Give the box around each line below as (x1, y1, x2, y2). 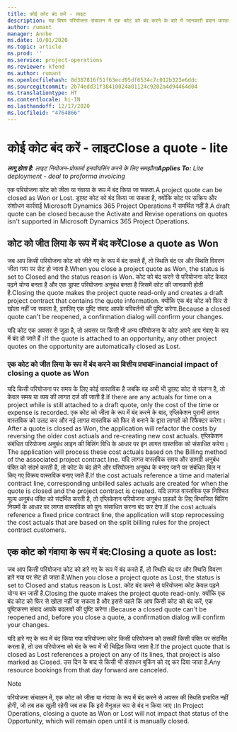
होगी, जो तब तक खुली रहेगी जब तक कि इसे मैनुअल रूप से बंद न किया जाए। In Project (7, 701, 204, 709)
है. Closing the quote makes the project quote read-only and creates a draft (7, 288, 224, 296)
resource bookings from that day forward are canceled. (7, 665, 169, 674)
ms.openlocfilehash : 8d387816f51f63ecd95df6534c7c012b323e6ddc (7, 76, 198, 84)
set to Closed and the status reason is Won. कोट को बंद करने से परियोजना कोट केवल (7, 272, 228, 281)
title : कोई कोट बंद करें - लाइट (7, 10, 86, 18)
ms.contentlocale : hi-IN (7, 96, 81, 104)
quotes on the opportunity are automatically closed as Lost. (7, 342, 181, 350)
